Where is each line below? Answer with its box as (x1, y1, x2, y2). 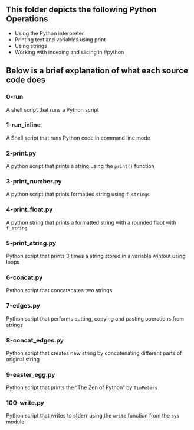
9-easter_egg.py (6, 370, 55, 379)
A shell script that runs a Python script (6, 106, 99, 113)
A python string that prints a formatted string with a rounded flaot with (6, 219, 177, 226)
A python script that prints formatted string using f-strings (6, 190, 150, 198)
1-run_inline (6, 121, 41, 129)
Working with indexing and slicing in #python (14, 49, 124, 56)
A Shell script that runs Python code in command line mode (6, 134, 150, 141)
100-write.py (6, 399, 44, 407)
